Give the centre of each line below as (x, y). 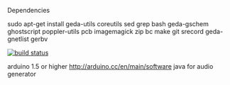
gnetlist (18, 39)
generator (22, 74)
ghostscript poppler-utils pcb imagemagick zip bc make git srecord (106, 32)
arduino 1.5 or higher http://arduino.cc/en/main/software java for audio (110, 66)
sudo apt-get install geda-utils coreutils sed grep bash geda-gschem (108, 24)
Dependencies (29, 10)
